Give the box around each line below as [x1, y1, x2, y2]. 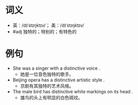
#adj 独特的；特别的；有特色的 [12, 28, 77, 34]
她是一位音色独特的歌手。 [20, 71, 74, 77]
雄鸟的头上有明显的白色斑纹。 [20, 94, 83, 100]
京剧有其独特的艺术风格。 [20, 83, 74, 89]
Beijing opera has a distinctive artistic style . [12, 77, 105, 83]
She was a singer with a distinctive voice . [12, 65, 100, 71]
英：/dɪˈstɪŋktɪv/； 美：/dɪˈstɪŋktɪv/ [12, 22, 84, 28]
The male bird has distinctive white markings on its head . [12, 88, 133, 94]
